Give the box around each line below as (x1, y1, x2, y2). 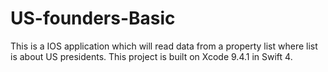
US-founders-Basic (10, 7, 176, 30)
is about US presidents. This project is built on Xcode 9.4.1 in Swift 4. (10, 50, 293, 62)
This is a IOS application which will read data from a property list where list (10, 40, 318, 52)
